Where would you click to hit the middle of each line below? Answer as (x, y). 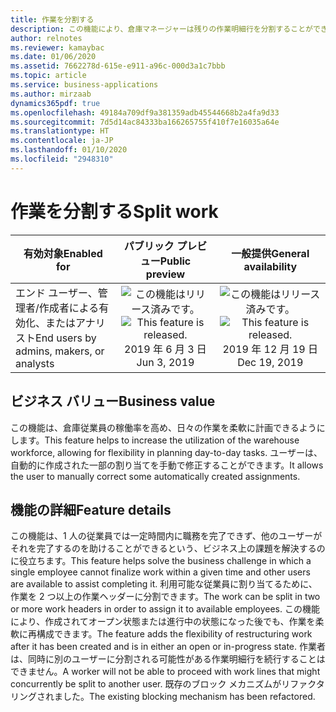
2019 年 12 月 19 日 (270, 349)
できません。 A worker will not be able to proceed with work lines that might (165, 672)
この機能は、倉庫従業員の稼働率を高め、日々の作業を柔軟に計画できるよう (163, 427)
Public (175, 261)
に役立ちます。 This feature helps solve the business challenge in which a (161, 561)
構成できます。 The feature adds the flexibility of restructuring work (174, 634)
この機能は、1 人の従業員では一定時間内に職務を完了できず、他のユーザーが (166, 536)
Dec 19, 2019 (270, 362)
